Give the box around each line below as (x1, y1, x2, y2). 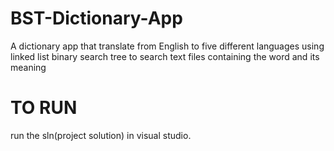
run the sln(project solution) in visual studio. (10, 129, 192, 141)
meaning (10, 61, 47, 73)
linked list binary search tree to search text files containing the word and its (10, 50, 320, 62)
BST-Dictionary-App (10, 7, 183, 30)
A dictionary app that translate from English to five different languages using (10, 40, 325, 52)
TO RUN (10, 97, 78, 119)
